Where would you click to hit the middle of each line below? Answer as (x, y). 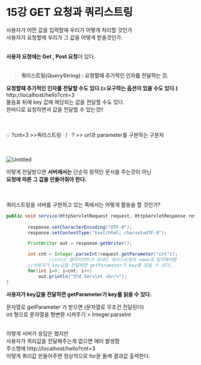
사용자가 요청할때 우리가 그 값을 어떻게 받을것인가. (65, 37)
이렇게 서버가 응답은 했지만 (37, 333)
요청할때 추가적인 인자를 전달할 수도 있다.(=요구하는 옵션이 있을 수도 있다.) (92, 88)
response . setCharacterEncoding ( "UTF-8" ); (80, 227)
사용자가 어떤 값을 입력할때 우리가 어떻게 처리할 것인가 (69, 30)
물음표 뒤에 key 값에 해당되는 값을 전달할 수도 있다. (66, 102)
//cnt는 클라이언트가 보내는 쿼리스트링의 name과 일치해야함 (113, 260)
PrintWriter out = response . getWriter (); (80, 243)
